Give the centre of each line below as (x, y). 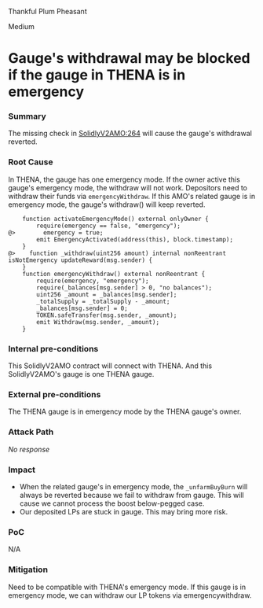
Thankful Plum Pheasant (48, 11)
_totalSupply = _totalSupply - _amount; (103, 301)
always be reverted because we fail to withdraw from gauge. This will (132, 495)
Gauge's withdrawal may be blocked (129, 59)
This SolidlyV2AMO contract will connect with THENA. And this (110, 366)
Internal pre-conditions (53, 348)
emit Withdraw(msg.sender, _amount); (98, 322)
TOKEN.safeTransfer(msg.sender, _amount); (107, 315)
